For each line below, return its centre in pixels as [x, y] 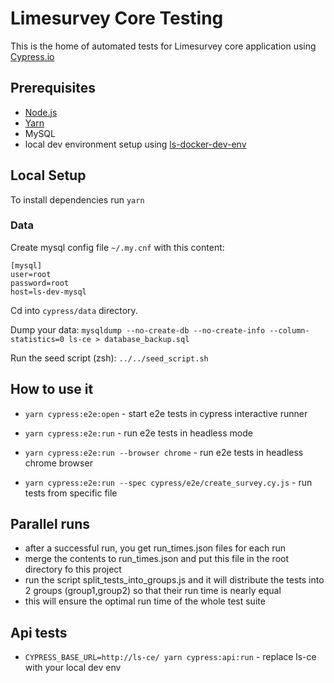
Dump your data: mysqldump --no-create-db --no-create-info [138, 329]
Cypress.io [32, 56]
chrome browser [58, 463]
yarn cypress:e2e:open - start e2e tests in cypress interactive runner [166, 413]
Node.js [41, 112]
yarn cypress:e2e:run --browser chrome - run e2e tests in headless [164, 452]
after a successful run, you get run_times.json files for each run [155, 548]
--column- [289, 330]
